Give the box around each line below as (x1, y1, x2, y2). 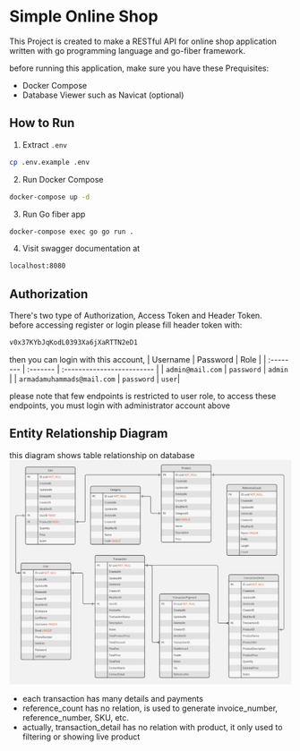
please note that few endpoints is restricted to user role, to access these (9, 390, 277, 401)
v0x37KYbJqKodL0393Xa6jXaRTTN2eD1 (9, 338, 139, 347)
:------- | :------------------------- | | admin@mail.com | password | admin (26, 363, 289, 374)
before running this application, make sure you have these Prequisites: (9, 63, 270, 73)
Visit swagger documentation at (21, 243, 141, 254)
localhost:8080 (9, 261, 66, 270)
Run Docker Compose (21, 174, 104, 184)
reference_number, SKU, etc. (21, 712, 130, 722)
